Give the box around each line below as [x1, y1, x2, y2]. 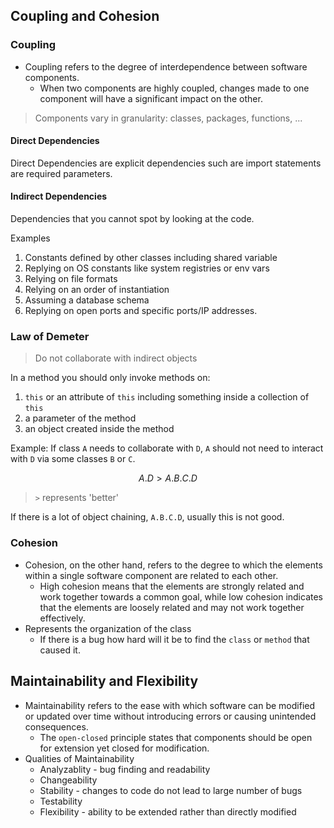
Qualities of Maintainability [24, 752, 135, 764]
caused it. [39, 644, 81, 656]
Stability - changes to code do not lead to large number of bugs [39, 784, 303, 796]
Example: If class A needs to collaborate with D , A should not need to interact [10, 442, 324, 454]
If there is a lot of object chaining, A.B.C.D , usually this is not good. [10, 511, 285, 523]
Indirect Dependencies [10, 190, 108, 203]
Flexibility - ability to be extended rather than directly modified [39, 805, 297, 818]
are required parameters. [10, 167, 113, 179]
